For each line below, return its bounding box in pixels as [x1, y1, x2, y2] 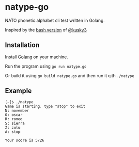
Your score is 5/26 [5, 138, 45, 143]
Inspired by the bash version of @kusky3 [5, 27, 87, 33]
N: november [5, 108, 29, 113]
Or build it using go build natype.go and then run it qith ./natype [5, 72, 135, 79]
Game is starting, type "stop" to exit [5, 104, 86, 109]
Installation [5, 41, 40, 49]
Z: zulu [5, 125, 21, 130]
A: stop [5, 129, 21, 134]
